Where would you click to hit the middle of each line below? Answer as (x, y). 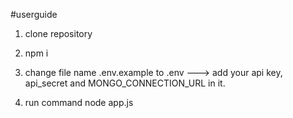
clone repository (58, 33)
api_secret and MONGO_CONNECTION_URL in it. (125, 83)
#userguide (34, 14)
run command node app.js (79, 102)
